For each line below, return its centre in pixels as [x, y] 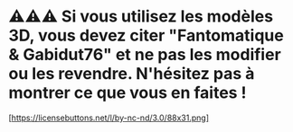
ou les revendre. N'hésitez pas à [132, 74]
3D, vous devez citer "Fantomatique [146, 35]
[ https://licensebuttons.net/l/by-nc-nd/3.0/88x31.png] [109, 118]
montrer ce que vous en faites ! [128, 93]
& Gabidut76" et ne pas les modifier [145, 55]
